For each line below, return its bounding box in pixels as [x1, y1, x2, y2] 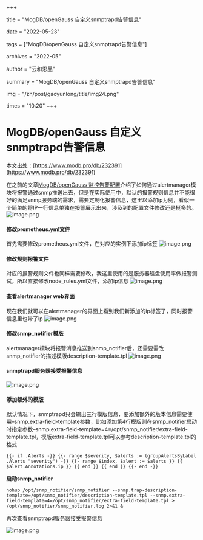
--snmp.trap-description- [111, 487, 178, 493]
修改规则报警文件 [6, 255, 49, 262]
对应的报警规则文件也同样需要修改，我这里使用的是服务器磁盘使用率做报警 [6, 270, 192, 277]
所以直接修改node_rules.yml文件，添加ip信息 [16, 277, 129, 285]
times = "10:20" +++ [6, 102, 58, 109]
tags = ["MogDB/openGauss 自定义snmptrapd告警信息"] [6, 41, 147, 47]
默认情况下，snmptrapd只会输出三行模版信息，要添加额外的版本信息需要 [6, 410, 188, 418]
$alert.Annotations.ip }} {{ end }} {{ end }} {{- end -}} [6, 463, 159, 470]
